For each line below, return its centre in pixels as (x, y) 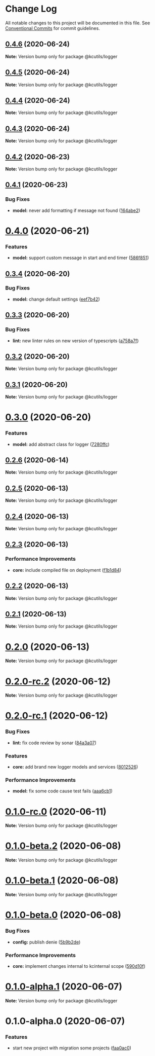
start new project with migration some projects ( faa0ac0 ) (72, 1048)
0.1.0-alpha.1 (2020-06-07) (64, 987)
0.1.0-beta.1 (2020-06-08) (62, 881)
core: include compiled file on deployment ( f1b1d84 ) (67, 570)
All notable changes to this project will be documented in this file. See (78, 23)
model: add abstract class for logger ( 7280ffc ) (61, 444)
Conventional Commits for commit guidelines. (53, 28)
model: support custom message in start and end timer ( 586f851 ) (81, 258)
